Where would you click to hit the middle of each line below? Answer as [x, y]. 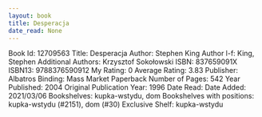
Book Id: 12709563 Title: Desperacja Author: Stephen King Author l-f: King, [131, 54]
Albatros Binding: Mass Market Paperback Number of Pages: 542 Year [125, 79]
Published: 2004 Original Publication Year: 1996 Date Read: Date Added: [127, 87]
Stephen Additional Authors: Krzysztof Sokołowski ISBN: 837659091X [123, 62]
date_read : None [35, 30]
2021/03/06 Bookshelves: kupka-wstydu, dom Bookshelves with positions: [131, 96]
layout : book [30, 16]
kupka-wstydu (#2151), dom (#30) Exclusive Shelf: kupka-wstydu [116, 104]
